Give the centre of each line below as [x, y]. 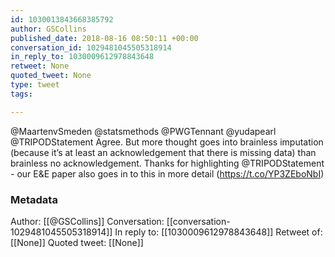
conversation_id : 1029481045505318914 [91, 47]
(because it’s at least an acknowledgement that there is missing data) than [163, 152]
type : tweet [35, 85]
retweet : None [40, 66]
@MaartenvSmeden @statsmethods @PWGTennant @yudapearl [143, 131]
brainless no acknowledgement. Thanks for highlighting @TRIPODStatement [167, 163]
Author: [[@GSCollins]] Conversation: [87, 221]
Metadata [34, 199]
